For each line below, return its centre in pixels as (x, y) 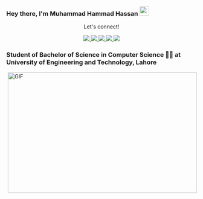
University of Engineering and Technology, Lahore (82, 62)
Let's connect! (101, 27)
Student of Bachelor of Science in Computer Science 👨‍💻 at (94, 55)
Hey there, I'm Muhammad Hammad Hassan (72, 13)
